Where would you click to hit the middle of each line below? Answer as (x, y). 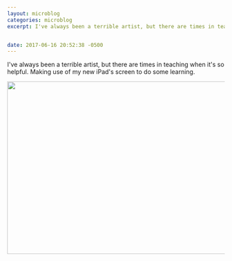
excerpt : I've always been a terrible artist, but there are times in (111, 26)
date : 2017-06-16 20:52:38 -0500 (55, 45)
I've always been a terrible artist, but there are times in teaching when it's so (116, 65)
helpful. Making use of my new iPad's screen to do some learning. (101, 72)
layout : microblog (33, 13)
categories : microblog (40, 20)
